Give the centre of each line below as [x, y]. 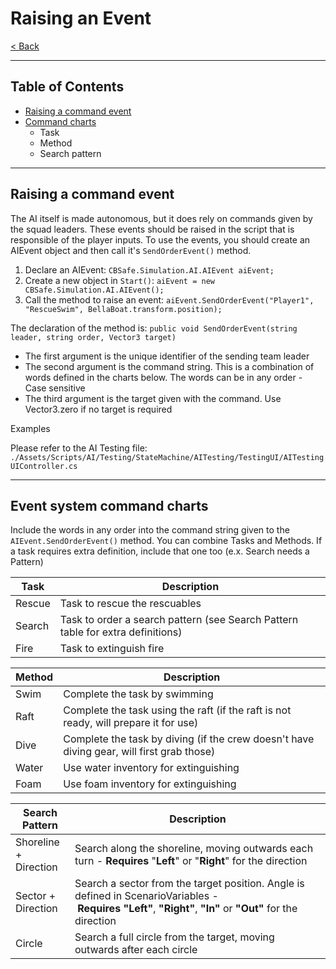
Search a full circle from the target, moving [174, 937]
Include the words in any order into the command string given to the [150, 530]
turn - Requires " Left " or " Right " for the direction [191, 861]
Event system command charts [109, 505]
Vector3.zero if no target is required [98, 409]
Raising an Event [81, 18]
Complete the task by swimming [138, 694]
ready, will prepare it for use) [131, 723]
